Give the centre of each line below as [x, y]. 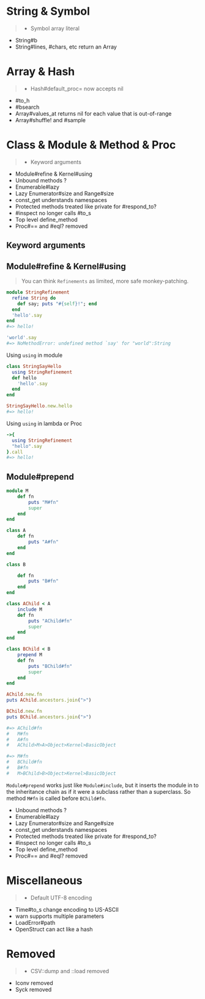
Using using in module [35, 355]
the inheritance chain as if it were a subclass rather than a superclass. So [99, 791]
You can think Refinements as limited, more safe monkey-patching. [105, 281]
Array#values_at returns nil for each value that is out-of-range [93, 113]
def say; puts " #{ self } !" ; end [57, 304]
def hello [24, 378]
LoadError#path [35, 922]
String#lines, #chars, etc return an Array [66, 47]
